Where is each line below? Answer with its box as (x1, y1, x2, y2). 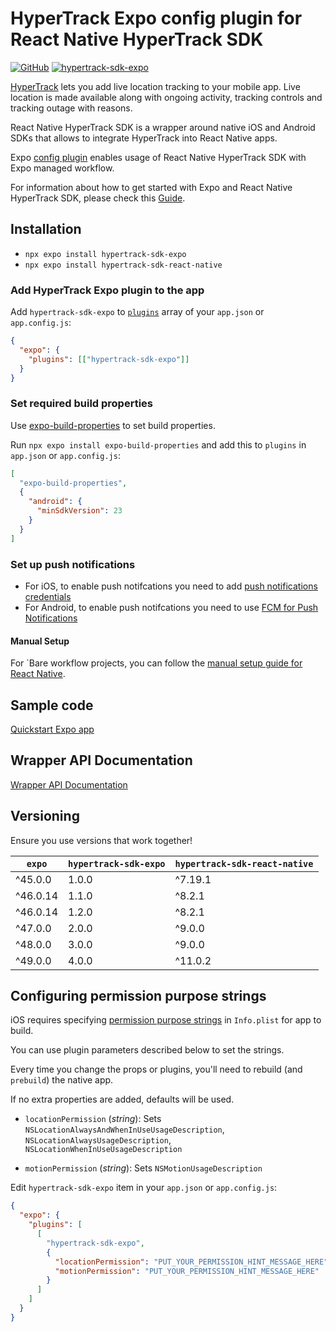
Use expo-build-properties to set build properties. (10, 419, 216, 431)
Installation (10, 221, 82, 238)
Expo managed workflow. (10, 162, 115, 174)
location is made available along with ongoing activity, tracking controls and (10, 91, 323, 103)
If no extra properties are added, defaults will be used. (10, 1093, 235, 1106)
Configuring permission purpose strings (10, 988, 267, 1005)
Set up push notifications (10, 557, 136, 571)
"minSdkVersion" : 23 (36, 506, 123, 516)
